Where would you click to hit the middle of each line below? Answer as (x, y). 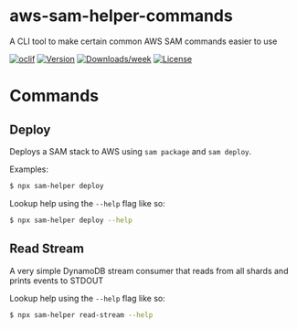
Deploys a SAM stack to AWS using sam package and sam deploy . (131, 151)
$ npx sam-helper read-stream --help (81, 315)
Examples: (29, 169)
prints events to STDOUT (57, 281)
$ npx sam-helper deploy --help (71, 220)
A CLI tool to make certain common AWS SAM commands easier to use (143, 41)
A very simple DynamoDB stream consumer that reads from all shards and (149, 271)
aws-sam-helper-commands (121, 16)
